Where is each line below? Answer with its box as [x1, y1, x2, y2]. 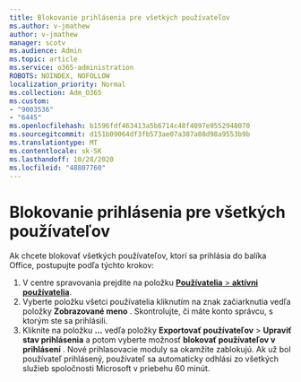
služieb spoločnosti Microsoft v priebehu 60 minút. [21, 363, 211, 374]
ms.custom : [9, 96, 50, 106]
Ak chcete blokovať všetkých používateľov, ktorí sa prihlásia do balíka [9, 250, 267, 261]
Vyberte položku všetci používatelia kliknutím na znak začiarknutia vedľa [21, 297, 291, 308]
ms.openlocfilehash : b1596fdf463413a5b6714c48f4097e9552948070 [9, 122, 251, 131]
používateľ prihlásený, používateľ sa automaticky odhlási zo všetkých [21, 353, 279, 364]
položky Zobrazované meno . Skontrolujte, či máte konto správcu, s [21, 306, 273, 317]
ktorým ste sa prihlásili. [21, 316, 108, 326]
